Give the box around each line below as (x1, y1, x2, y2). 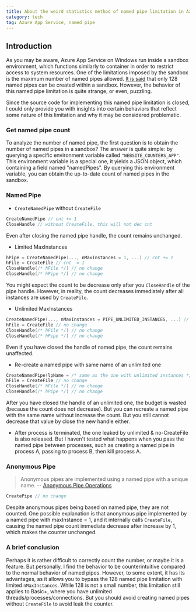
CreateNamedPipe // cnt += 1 (6, 216, 77, 222)
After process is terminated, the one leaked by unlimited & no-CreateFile (14, 429, 188, 436)
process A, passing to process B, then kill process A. (14, 448, 142, 455)
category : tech (6, 14, 43, 20)
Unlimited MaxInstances (14, 305, 73, 312)
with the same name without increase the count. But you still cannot (6, 412, 169, 419)
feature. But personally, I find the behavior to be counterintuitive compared (6, 563, 185, 570)
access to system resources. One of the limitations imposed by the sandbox (6, 69, 188, 76)
